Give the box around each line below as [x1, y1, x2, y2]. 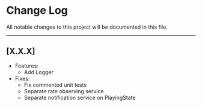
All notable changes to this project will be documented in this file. [6, 23, 168, 30]
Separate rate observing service [23, 87, 104, 94]
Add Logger [23, 68, 54, 75]
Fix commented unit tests [23, 81, 87, 88]
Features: [14, 62, 39, 69]
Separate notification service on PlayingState [23, 94, 136, 101]
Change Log [6, 4, 68, 17]
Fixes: [14, 75, 30, 82]
